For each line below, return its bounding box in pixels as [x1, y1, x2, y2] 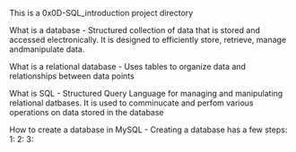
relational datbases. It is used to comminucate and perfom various [9, 97, 254, 108]
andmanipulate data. [9, 44, 85, 55]
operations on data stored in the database [9, 107, 164, 117]
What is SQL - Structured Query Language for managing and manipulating [9, 89, 283, 98]
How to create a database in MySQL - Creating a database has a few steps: [9, 124, 288, 135]
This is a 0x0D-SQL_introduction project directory [9, 8, 194, 18]
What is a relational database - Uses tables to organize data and [9, 62, 247, 72]
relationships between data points [9, 71, 135, 81]
